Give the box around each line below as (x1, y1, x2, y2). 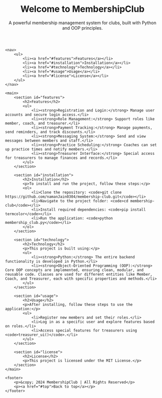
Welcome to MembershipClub (20, 3, 145, 15)
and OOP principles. (62, 25, 103, 31)
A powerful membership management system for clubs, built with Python (8, 20, 157, 26)
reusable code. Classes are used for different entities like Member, (5, 272, 153, 277)
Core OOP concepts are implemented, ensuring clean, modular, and (5, 267, 144, 272)
